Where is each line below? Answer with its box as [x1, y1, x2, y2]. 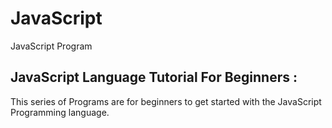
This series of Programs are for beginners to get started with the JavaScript [10, 95, 322, 107]
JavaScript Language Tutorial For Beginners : [10, 69, 298, 86]
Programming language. [10, 106, 110, 118]
